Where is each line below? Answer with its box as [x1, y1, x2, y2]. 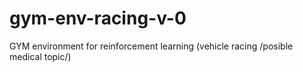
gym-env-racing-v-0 [9, 7, 187, 30]
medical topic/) [9, 50, 72, 62]
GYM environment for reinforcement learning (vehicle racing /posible [9, 40, 294, 52]
